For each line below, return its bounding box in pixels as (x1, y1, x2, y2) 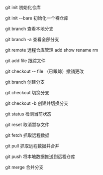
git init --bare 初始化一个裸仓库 (5, 15, 69, 21)
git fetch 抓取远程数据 (5, 132, 50, 138)
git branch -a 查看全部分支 (5, 37, 59, 42)
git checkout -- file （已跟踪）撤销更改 (5, 68, 84, 74)
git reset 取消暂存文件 (5, 122, 50, 127)
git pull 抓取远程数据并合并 (5, 143, 60, 149)
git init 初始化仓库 (5, 5, 41, 10)
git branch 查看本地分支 (5, 26, 54, 32)
